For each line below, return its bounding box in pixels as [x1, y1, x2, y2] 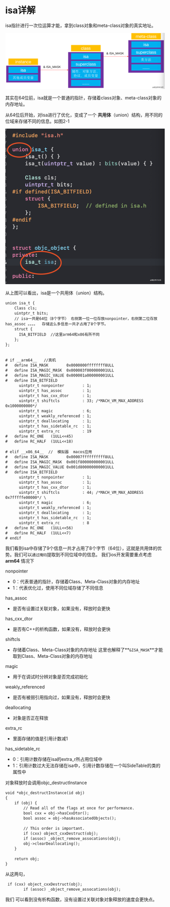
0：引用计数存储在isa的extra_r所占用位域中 [12, 756, 103, 762]
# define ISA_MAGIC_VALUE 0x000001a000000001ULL [5, 373, 114, 378]
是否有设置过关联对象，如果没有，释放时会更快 [12, 605, 110, 612]
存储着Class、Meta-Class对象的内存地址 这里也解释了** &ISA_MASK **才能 [12, 647, 163, 653]
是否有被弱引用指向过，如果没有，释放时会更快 [12, 694, 110, 700]
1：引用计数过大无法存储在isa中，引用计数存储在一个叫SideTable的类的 [12, 762, 161, 768]
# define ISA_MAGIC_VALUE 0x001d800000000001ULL [5, 464, 114, 469]
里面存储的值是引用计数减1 [12, 735, 68, 742]
